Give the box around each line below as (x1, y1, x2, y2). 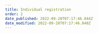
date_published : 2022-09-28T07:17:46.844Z (5, 16, 93, 21)
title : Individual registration (5, 7, 71, 12)
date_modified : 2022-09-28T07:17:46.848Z (5, 20, 91, 26)
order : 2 (5, 12, 23, 16)
